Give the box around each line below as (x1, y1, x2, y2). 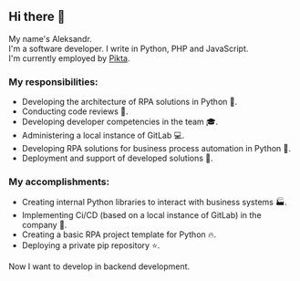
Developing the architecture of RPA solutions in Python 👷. (21, 97, 238, 108)
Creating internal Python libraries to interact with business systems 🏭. (21, 197, 288, 208)
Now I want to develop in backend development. (8, 261, 191, 272)
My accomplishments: (8, 175, 110, 188)
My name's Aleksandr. (8, 33, 92, 44)
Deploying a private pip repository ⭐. (21, 240, 160, 251)
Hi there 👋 (8, 9, 66, 25)
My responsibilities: (8, 75, 98, 88)
